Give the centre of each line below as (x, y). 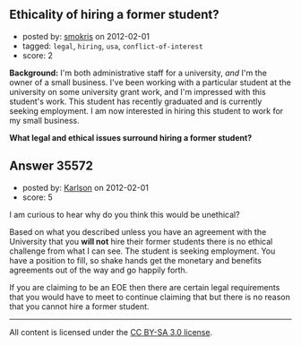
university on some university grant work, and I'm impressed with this (138, 91)
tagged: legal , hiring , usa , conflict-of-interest (112, 46)
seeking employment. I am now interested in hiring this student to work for (146, 110)
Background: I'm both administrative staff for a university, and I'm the (138, 73)
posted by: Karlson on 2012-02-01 (86, 187)
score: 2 (38, 55)
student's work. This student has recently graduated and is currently (136, 101)
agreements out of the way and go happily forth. (99, 270)
